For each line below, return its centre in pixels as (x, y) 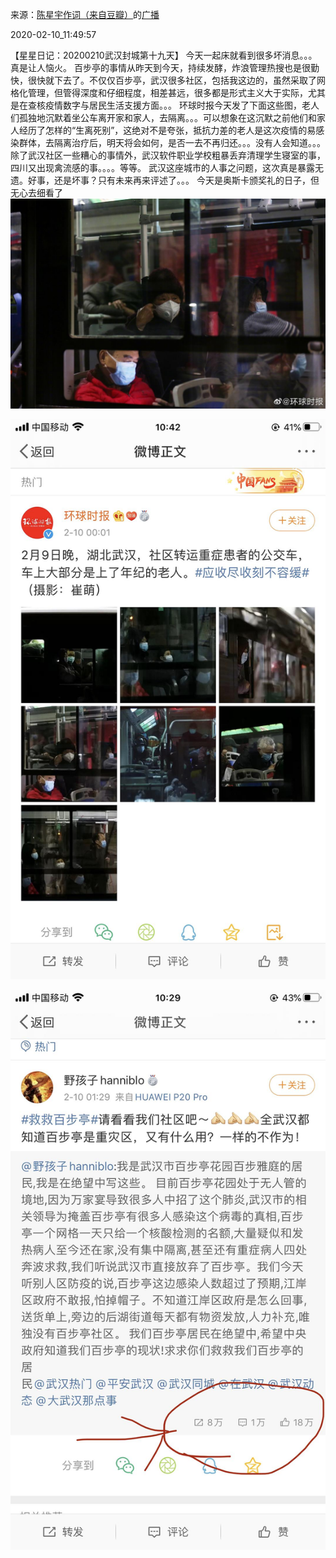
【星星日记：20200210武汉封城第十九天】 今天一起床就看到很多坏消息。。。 (164, 55)
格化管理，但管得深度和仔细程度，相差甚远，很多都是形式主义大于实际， (159, 92)
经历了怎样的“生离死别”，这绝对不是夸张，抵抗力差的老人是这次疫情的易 (167, 130)
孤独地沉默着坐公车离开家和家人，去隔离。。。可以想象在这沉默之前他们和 (167, 117)
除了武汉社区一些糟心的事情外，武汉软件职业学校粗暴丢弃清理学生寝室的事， (168, 155)
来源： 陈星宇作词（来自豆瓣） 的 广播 (85, 14)
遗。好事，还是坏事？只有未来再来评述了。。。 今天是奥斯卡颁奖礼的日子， (160, 180)
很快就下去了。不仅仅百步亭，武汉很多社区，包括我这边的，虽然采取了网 (176, 80)
